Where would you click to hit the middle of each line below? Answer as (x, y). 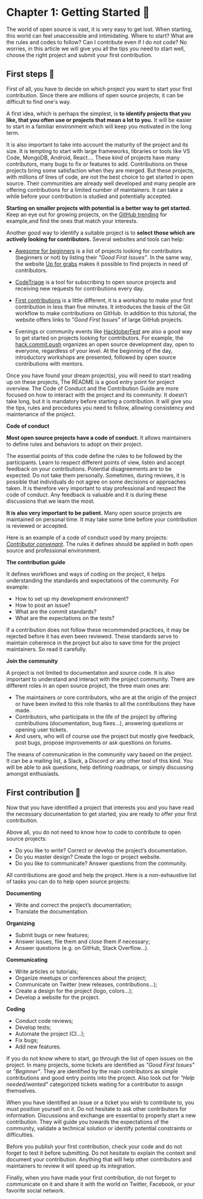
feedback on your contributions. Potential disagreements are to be (89, 469)
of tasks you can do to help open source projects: (68, 881)
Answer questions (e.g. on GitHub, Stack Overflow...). (82, 948)
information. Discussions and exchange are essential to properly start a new (101, 1115)
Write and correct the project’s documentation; (73, 905)
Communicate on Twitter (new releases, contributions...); (86, 984)
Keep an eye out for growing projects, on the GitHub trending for (87, 214)
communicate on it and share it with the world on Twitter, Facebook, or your (101, 1184)
